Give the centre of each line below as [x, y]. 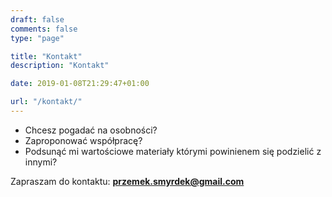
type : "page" [37, 38]
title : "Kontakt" [46, 56]
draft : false [37, 19]
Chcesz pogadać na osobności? [91, 130]
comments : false [44, 29]
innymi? [41, 162]
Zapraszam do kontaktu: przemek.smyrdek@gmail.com [127, 181]
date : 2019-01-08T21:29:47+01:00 [80, 84]
